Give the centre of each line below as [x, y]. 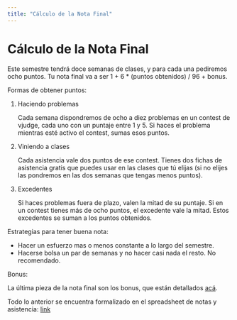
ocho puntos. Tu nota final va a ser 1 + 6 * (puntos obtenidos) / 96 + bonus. [117, 76]
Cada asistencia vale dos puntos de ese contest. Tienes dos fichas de [120, 160]
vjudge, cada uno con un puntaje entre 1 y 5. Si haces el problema [114, 125]
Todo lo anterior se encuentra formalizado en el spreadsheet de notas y [112, 302]
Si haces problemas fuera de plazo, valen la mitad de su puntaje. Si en [120, 202]
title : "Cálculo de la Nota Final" [60, 14]
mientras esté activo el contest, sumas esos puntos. [94, 133]
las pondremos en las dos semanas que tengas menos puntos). [110, 175]
